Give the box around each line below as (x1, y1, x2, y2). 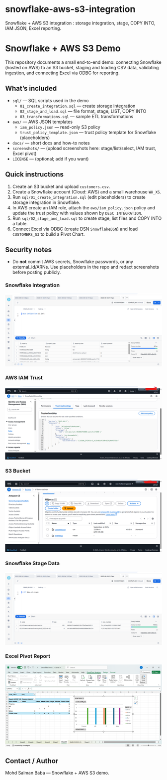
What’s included (5, 84, 57, 93)
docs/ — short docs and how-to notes (12, 140, 90, 146)
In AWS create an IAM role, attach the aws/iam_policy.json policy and (12, 204, 156, 210)
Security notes (5, 245, 52, 254)
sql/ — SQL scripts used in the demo (12, 97, 89, 103)
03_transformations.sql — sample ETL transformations (19, 113, 134, 119)
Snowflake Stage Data (5, 560, 60, 567)
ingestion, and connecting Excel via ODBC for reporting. (5, 70, 120, 76)
